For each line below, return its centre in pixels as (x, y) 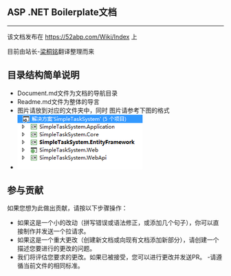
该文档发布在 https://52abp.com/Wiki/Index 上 (72, 36)
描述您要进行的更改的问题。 (56, 248)
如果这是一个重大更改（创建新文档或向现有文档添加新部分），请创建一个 (118, 240)
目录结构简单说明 (43, 75)
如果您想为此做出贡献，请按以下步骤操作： (67, 208)
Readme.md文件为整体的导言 (58, 101)
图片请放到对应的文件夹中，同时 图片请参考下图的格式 (93, 110)
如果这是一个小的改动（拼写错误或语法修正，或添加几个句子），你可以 (115, 223)
